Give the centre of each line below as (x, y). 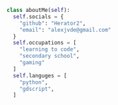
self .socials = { (39, 17)
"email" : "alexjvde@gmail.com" (65, 30)
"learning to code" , (49, 49)
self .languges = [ (40, 75)
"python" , (34, 82)
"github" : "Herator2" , (53, 23)
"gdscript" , (37, 89)
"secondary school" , (49, 56)
